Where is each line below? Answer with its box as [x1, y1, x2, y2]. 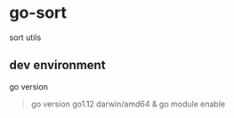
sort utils [9, 32, 42, 43]
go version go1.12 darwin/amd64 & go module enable [30, 98, 225, 109]
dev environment [9, 58, 106, 73]
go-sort [9, 3, 68, 23]
